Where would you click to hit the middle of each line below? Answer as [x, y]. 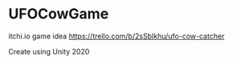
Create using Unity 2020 [49, 51]
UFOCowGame [59, 14]
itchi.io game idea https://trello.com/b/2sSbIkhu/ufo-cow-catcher [117, 36]
